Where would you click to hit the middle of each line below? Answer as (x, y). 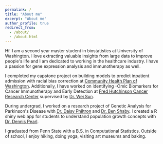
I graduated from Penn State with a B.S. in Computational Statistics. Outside (81, 131)
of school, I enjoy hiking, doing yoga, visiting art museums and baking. (76, 136)
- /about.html (24, 37)
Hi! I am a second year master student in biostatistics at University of (74, 51)
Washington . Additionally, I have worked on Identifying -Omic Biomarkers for (82, 86)
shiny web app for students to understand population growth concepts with (81, 116)
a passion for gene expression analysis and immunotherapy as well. (73, 66)
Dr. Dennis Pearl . (22, 121)
